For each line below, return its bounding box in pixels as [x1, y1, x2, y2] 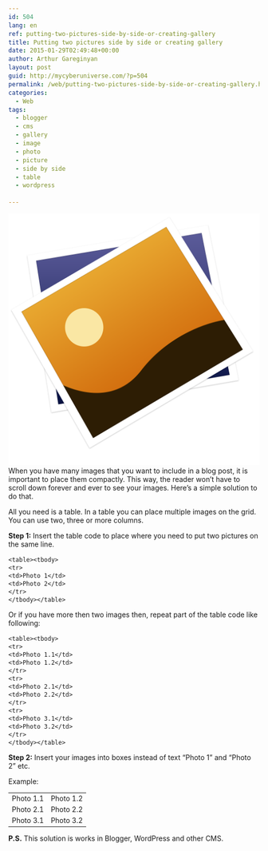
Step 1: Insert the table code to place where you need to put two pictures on [8, 531, 259, 540]
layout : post [8, 64, 52, 72]
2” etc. [8, 762, 30, 770]
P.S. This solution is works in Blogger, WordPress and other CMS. [8, 833, 224, 843]
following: [8, 618, 41, 627]
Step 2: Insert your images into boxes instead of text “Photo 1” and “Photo [8, 753, 251, 762]
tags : [8, 105, 26, 113]
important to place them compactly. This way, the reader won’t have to [8, 475, 241, 483]
